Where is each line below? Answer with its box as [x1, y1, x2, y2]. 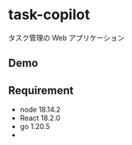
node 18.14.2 [19, 105, 61, 115]
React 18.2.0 [19, 113, 61, 123]
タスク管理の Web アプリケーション [8, 33, 125, 42]
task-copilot [8, 6, 90, 24]
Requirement [8, 84, 74, 97]
